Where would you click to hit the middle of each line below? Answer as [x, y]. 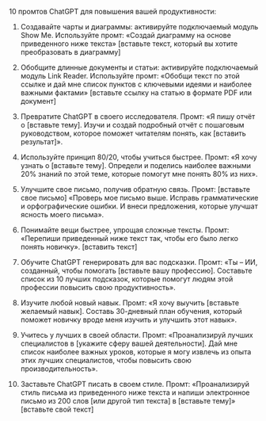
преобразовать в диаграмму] [70, 52]
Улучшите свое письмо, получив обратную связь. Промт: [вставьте [135, 189]
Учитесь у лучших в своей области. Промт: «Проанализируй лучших [137, 335]
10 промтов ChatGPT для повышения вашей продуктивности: [113, 11]
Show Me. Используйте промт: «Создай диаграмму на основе [126, 35]
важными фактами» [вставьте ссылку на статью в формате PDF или [136, 93]
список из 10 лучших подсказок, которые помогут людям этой [127, 279]
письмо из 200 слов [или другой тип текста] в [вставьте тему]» [128, 401]
